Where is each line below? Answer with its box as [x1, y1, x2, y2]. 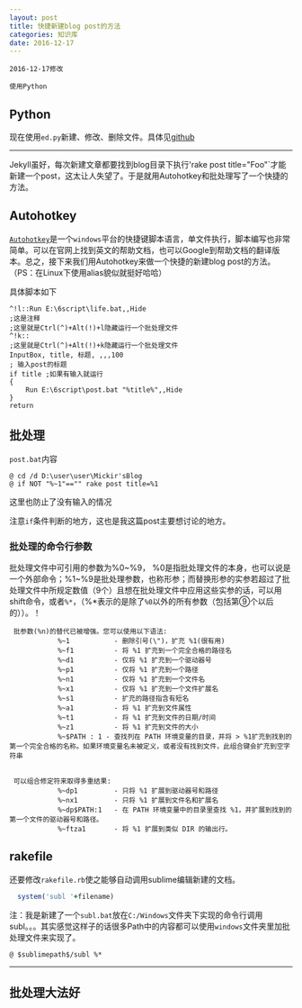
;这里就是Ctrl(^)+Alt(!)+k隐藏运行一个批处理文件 [9, 341, 179, 350]
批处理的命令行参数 [9, 540, 93, 552]
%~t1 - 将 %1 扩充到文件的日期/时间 [57, 713, 217, 722]
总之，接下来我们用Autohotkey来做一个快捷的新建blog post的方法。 [24, 256, 276, 267]
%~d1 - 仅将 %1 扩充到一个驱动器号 [57, 655, 212, 665]
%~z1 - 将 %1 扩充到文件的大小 [57, 722, 200, 731]
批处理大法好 [9, 985, 81, 1001]
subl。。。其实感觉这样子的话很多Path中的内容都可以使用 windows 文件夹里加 [9, 921, 283, 931]
